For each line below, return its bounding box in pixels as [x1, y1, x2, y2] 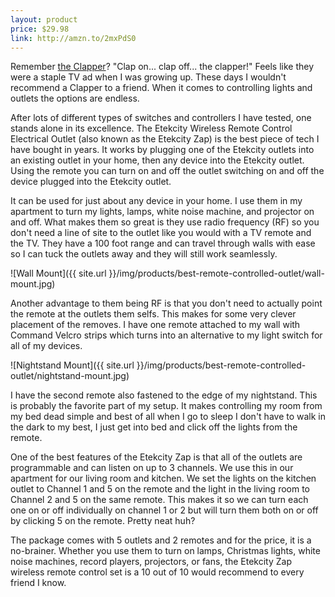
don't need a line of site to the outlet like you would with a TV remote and [10, 227, 312, 239]
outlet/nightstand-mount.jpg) [10, 370, 130, 382]
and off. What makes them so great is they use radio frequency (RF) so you [10, 216, 320, 228]
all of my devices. [10, 340, 83, 352]
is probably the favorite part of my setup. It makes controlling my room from [10, 400, 323, 412]
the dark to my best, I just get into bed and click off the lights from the [10, 421, 298, 433]
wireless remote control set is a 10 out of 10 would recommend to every [10, 566, 305, 578]
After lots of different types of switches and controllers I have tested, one [10, 112, 312, 124]
